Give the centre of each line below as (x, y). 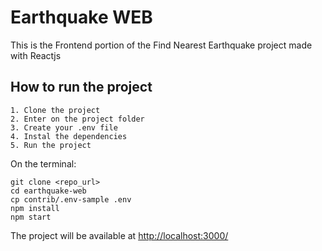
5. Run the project (51, 145)
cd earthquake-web (48, 191)
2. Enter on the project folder (77, 119)
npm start (31, 217)
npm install (35, 208)
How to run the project (81, 87)
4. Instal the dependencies (69, 136)
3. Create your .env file (64, 127)
